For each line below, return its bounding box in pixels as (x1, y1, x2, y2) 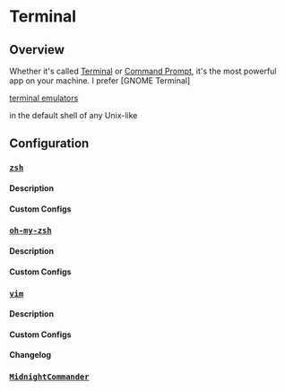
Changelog (9, 350, 52, 361)
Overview (9, 42, 65, 57)
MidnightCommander (9, 372, 90, 382)
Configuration (9, 136, 90, 152)
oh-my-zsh (9, 226, 52, 236)
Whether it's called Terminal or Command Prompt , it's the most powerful (9, 65, 277, 76)
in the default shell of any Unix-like (9, 110, 138, 120)
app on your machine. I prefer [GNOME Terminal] (9, 75, 191, 86)
